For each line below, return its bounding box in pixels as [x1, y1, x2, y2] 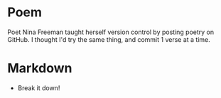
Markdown [7, 60, 72, 77]
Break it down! [17, 83, 60, 92]
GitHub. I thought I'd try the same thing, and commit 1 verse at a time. [7, 35, 211, 43]
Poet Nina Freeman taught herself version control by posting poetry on [7, 28, 215, 36]
